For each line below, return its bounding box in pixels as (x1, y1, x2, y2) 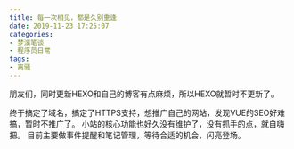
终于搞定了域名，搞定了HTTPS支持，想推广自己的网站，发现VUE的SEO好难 (9, 107, 285, 118)
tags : (9, 54, 29, 63)
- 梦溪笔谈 (9, 37, 45, 47)
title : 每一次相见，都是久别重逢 (9, 12, 118, 22)
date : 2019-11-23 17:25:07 (9, 21, 110, 30)
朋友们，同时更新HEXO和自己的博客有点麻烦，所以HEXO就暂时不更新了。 (9, 88, 279, 99)
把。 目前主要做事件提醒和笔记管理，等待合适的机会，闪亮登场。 (9, 129, 246, 140)
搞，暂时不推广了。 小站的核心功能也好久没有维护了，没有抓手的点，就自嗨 (9, 118, 285, 129)
